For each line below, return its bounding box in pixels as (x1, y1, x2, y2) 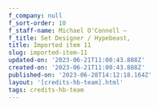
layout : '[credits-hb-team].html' (8, 78, 124, 86)
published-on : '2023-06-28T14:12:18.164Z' (8, 71, 152, 79)
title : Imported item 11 (8, 41, 91, 49)
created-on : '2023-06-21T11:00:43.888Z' (8, 64, 146, 72)
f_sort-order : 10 (8, 19, 67, 27)
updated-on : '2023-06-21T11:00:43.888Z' (8, 57, 146, 65)
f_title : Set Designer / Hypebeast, (8, 33, 131, 42)
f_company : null (8, 11, 63, 20)
